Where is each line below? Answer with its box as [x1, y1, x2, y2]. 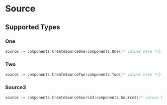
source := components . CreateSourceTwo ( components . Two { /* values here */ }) [5, 72, 164, 77]
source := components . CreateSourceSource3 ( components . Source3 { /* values [5, 95, 159, 100]
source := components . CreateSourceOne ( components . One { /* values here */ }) [5, 49, 164, 54]
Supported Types [5, 23, 61, 31]
